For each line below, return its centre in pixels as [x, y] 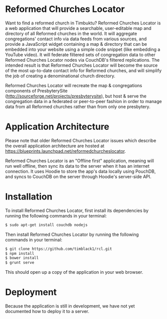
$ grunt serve [20, 263]
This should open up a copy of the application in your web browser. [74, 272]
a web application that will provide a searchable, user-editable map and [78, 28]
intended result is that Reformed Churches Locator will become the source [82, 65]
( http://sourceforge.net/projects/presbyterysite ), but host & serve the [76, 96]
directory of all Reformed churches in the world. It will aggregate [71, 33]
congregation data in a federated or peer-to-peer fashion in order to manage [83, 101]
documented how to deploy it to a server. [47, 312]
